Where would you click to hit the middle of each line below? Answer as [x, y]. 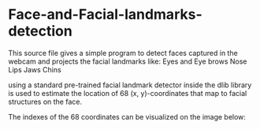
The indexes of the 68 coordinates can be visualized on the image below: [127, 116]
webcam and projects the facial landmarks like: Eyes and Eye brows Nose [128, 61]
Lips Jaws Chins [35, 69]
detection [40, 31]
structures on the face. [45, 101]
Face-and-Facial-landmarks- [105, 15]
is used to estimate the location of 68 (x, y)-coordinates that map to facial [128, 93]
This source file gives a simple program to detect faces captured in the [123, 53]
